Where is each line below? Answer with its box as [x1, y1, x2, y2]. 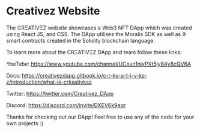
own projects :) [6, 119, 44, 127]
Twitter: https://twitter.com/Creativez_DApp [6, 90, 114, 97]
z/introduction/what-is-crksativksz [6, 78, 92, 85]
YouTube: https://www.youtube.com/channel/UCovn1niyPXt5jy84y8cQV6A [6, 60, 191, 67]
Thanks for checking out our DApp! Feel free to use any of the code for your [6, 113, 195, 120]
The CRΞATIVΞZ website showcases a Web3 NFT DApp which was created [6, 24, 192, 31]
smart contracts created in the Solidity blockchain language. [6, 37, 155, 44]
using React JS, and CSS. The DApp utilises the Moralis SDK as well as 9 [6, 30, 186, 37]
